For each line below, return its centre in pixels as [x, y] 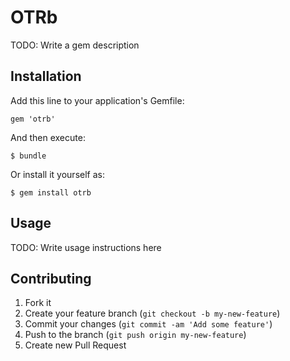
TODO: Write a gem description [75, 45]
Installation [46, 76]
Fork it [38, 303]
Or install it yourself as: [57, 174]
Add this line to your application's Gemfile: [97, 100]
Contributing [51, 278]
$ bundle [28, 156]
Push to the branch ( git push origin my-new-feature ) [135, 335]
